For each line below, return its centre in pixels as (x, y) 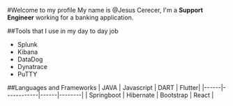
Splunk (27, 44)
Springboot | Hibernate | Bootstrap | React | (151, 95)
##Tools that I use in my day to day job (63, 31)
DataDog (30, 59)
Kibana (28, 52)
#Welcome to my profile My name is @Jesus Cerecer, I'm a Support (105, 10)
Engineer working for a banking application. (70, 17)
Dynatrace (32, 67)
